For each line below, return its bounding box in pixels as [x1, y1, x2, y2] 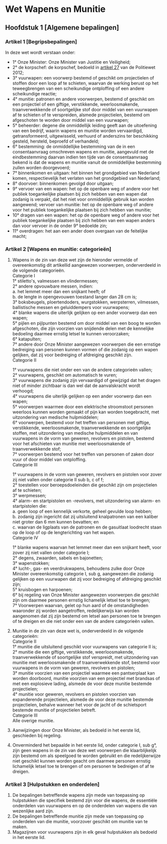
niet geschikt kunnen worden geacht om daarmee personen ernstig [12, 758, 151, 764]
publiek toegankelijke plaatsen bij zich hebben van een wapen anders [12, 217, 155, 223]
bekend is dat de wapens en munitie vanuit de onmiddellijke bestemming [12, 159, 162, 165]
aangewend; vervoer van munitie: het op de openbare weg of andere [12, 201, 154, 207]
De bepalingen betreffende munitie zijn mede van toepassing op [12, 813, 144, 819]
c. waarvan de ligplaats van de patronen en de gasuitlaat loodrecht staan [12, 524, 162, 530]
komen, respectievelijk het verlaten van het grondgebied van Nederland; [12, 175, 161, 181]
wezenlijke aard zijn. [12, 808, 54, 814]
